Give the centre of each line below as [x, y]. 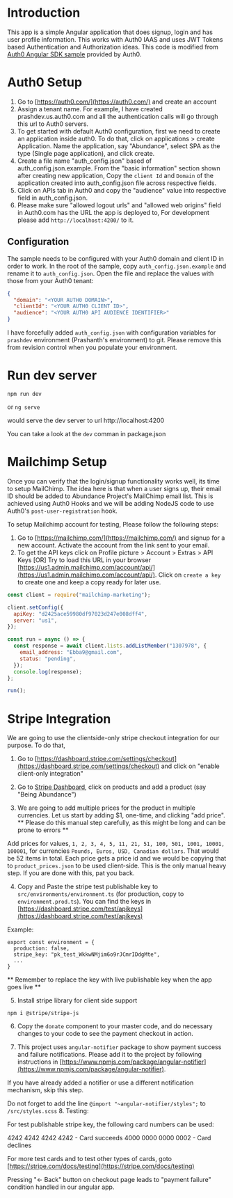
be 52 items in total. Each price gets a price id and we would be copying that [117, 858]
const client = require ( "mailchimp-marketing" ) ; [79, 595]
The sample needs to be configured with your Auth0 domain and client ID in [115, 258]
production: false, [42, 949]
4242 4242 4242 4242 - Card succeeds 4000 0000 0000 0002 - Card [109, 1138]
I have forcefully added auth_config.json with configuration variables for [112, 333]
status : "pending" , [48, 659]
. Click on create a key [188, 575]
